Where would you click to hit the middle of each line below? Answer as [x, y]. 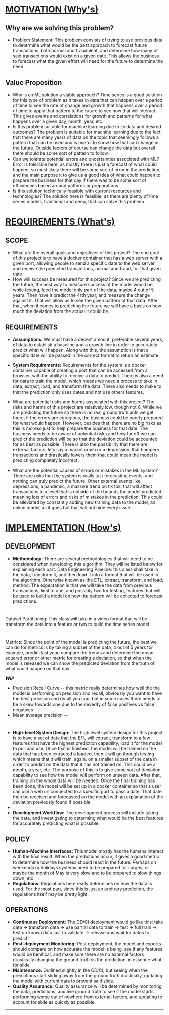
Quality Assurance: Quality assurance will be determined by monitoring [87, 986]
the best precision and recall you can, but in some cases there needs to [87, 699]
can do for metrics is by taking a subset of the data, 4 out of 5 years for [79, 647]
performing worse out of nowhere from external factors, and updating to [87, 997]
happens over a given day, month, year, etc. [58, 121]
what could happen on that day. [38, 669]
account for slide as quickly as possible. [54, 1002]
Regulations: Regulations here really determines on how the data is [82, 883]
